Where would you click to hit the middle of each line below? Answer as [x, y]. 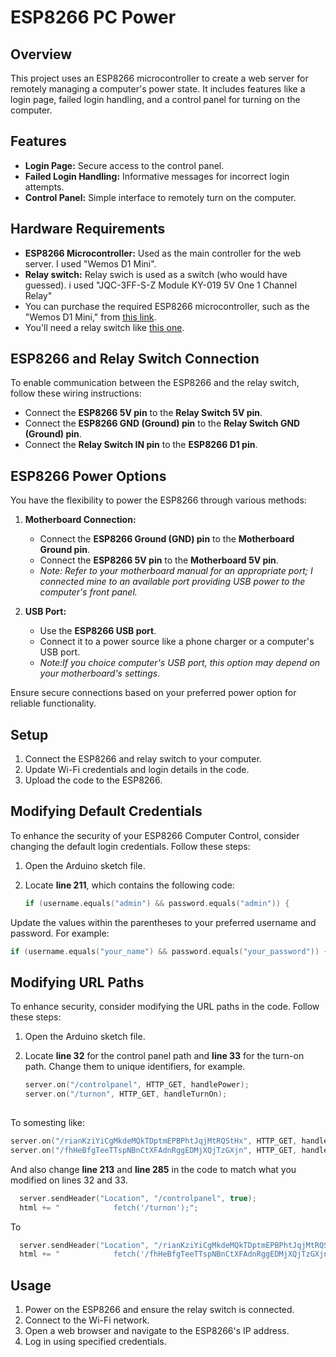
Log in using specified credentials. [95, 1342]
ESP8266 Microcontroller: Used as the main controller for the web [163, 253]
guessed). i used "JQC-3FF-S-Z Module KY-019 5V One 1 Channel [161, 285]
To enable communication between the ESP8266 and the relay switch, [155, 383]
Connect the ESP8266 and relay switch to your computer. [143, 759]
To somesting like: [47, 1123]
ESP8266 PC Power [93, 17]
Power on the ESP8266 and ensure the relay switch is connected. [159, 1310]
